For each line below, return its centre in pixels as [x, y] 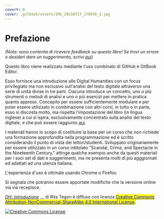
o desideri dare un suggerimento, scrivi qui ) [49, 57]
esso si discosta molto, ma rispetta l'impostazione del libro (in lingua [74, 112]
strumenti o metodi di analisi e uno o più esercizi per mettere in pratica [76, 97]
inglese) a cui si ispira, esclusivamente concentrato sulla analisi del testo [78, 117]
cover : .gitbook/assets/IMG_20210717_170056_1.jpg [58, 14]
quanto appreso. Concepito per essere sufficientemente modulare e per [77, 102]
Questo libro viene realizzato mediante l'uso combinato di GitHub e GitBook [81, 66]
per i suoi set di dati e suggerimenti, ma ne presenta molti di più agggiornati [81, 158]
